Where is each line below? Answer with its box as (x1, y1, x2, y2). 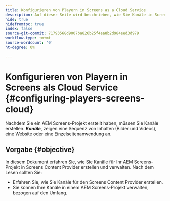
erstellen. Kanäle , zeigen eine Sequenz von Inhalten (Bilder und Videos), (5, 125, 157, 131)
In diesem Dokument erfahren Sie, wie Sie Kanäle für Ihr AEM (5, 159, 133, 165)
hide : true (5, 17, 28, 22)
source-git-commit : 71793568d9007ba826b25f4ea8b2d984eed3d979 (5, 31, 139, 36)
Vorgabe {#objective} (5, 145, 75, 154)
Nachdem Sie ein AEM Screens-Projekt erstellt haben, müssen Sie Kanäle (5, 120, 159, 126)
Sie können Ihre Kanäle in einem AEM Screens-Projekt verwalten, (12, 185, 149, 191)
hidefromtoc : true (5, 21, 44, 27)
